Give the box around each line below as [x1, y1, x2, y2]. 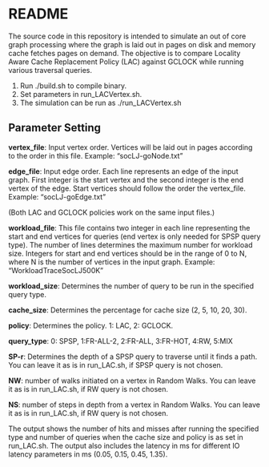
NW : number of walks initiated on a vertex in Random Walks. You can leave [8, 376, 256, 385]
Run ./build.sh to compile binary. [19, 81, 126, 91]
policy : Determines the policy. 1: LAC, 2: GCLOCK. [8, 320, 174, 330]
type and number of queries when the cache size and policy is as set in [8, 432, 244, 441]
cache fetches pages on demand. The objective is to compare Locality [8, 48, 241, 58]
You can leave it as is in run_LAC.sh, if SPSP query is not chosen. [8, 360, 223, 369]
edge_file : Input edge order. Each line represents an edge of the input [8, 166, 239, 176]
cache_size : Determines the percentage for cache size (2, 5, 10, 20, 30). [8, 305, 247, 315]
